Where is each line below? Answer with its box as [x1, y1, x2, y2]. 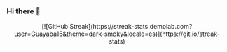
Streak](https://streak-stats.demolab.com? [69, 22, 193, 31]
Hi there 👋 [6, 6, 41, 16]
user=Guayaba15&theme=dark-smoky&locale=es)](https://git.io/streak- [14, 30, 220, 38]
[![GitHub [41, 22, 69, 31]
